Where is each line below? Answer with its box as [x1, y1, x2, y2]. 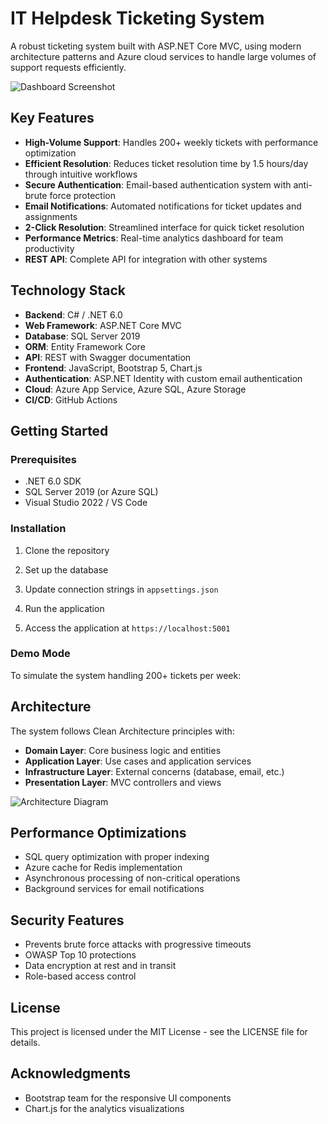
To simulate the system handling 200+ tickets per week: [10, 669, 242, 681]
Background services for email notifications [24, 883, 205, 895]
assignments [24, 210, 78, 222]
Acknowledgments [10, 1065, 132, 1082]
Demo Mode [10, 647, 71, 661]
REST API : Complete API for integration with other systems [24, 253, 268, 265]
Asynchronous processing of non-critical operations [24, 872, 241, 884]
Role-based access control [24, 970, 137, 982]
